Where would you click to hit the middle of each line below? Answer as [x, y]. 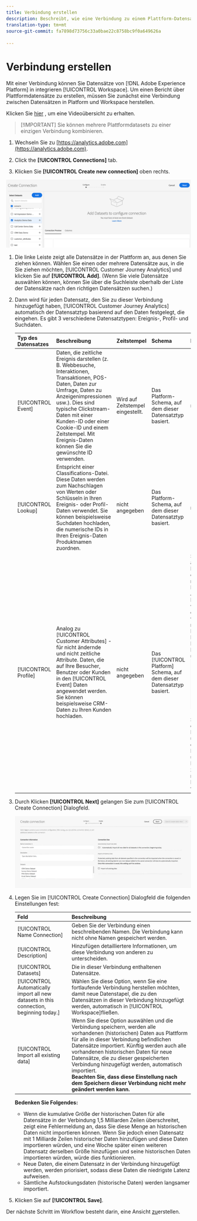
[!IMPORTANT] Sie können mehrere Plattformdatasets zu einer [96, 125]
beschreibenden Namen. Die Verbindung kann [127, 931]
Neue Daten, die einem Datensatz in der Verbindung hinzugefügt [101, 1163]
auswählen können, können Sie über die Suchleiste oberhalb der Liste [99, 282]
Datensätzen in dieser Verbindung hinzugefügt [128, 1000]
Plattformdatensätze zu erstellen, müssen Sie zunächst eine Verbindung [93, 96]
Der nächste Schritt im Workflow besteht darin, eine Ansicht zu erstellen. [93, 1212]
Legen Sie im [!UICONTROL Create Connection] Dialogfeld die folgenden [102, 898]
